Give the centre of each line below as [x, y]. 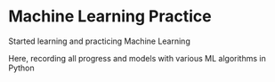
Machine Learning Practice [110, 16]
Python [21, 68]
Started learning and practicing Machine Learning [99, 41]
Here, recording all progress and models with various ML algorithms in [137, 58]
